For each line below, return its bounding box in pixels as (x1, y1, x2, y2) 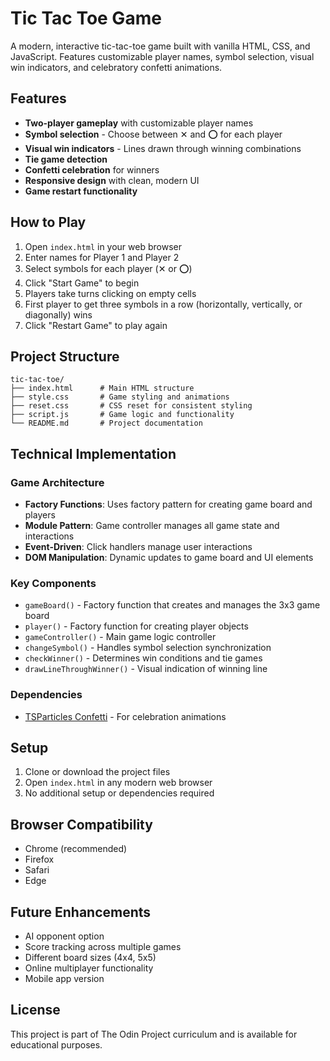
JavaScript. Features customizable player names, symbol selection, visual (10, 50, 315, 62)
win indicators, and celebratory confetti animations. (10, 61, 223, 73)
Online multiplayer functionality (24, 962, 154, 974)
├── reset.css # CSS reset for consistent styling (10, 401, 253, 411)
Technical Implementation (10, 445, 177, 462)
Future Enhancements (10, 903, 152, 921)
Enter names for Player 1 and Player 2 (24, 251, 180, 263)
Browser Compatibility (10, 816, 153, 833)
